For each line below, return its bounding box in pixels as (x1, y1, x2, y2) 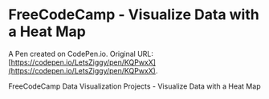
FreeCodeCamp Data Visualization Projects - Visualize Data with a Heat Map (8, 81, 261, 91)
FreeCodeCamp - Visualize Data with (8, 6, 259, 24)
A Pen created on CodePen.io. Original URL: (8, 49, 154, 58)
